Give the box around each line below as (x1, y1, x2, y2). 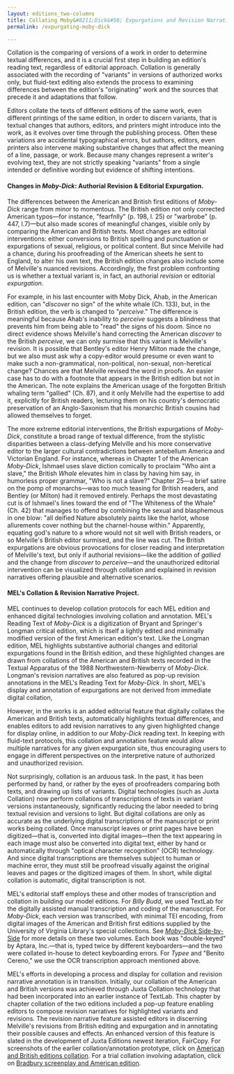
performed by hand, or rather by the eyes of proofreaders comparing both (7, 780, 221, 788)
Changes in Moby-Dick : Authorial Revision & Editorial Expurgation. (7, 181, 204, 190)
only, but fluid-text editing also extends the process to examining (7, 78, 194, 87)
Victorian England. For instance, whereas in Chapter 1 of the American (7, 454, 209, 463)
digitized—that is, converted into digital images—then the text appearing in (7, 831, 222, 840)
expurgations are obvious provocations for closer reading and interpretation (7, 543, 225, 551)
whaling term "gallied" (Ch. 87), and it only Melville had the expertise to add (7, 389, 225, 397)
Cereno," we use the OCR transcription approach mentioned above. (7, 956, 201, 964)
